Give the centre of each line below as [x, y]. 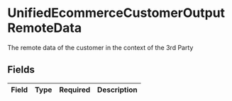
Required [75, 90]
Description [117, 90]
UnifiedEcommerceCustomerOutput [116, 13]
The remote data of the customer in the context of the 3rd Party [100, 47]
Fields [21, 70]
